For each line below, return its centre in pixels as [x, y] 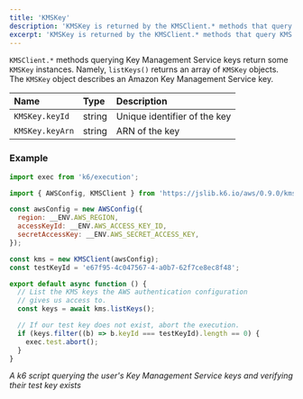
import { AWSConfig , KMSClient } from [82, 193]
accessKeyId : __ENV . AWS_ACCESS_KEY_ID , [92, 226]
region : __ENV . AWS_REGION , [68, 218]
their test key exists [45, 385]
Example [29, 159]
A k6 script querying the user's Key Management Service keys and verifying [151, 376]
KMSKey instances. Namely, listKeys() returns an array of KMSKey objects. [144, 69]
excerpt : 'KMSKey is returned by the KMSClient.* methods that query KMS [151, 34]
